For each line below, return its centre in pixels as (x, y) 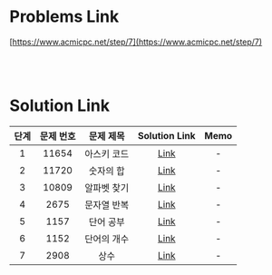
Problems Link (64, 17)
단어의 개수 (107, 239)
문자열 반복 (107, 204)
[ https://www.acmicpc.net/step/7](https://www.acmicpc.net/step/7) (136, 42)
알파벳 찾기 (107, 188)
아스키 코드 (107, 153)
